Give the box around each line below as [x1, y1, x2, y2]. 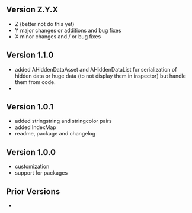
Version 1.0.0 [6, 147, 56, 157]
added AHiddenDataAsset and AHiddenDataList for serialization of [14, 66, 177, 73]
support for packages [14, 169, 68, 176]
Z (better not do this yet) [14, 20, 75, 27]
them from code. [14, 78, 56, 85]
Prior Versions [6, 186, 60, 196]
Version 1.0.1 [6, 102, 54, 112]
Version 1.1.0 [6, 50, 54, 60]
